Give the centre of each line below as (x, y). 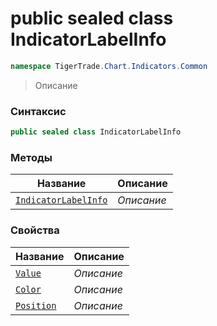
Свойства (35, 230)
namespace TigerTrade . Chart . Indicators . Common (109, 66)
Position (36, 305)
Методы (31, 157)
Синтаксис (38, 111)
